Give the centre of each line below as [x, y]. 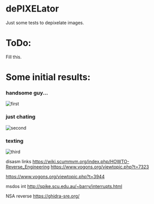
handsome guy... [27, 92]
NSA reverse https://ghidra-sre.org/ [43, 196]
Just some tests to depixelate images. [45, 23]
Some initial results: [48, 77]
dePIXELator [32, 9]
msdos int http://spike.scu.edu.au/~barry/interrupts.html [64, 186]
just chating [21, 117]
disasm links [19, 161]
